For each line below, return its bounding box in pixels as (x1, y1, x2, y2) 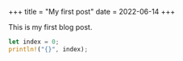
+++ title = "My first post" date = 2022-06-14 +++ (8, 7, 176, 16)
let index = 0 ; (8, 38, 60, 46)
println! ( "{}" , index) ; (8, 45, 89, 53)
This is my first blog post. (8, 22, 93, 31)
